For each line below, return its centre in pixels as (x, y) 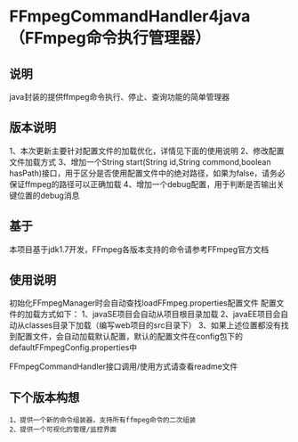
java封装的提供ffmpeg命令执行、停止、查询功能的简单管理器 (120, 97)
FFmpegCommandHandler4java (130, 16)
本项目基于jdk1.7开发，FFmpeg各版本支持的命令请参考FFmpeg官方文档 (139, 249)
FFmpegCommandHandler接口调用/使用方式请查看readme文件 (124, 366)
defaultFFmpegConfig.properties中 (73, 348)
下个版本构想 (44, 397)
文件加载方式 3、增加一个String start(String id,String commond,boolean (140, 161)
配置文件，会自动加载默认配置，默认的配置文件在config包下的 (129, 337)
